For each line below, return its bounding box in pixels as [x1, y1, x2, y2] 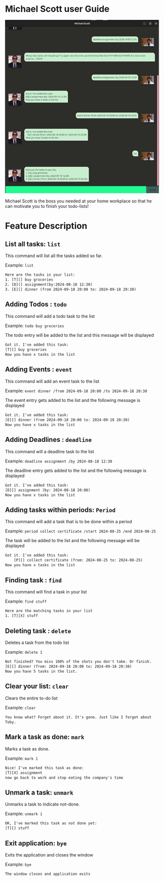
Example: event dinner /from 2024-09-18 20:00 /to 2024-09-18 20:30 [5, 388, 147, 394]
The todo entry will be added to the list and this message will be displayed [5, 332, 154, 338]
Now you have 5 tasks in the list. [5, 669, 78, 674]
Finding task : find [5, 576, 62, 584]
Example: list [5, 263, 34, 268]
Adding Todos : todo [5, 300, 67, 308]
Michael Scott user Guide [5, 3, 110, 15]
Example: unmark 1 [5, 811, 42, 817]
